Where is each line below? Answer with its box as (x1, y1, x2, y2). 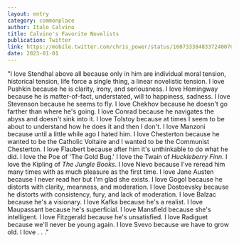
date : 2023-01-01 (7, 50, 59, 57)
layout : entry (7, 10, 50, 18)
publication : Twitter (7, 37, 72, 44)
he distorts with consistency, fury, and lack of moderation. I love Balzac (7, 189, 217, 199)
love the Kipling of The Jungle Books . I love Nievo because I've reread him (7, 160, 225, 168)
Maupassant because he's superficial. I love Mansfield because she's (7, 205, 211, 214)
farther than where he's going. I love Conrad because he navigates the (7, 107, 215, 116)
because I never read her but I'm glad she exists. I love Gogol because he (7, 175, 223, 183)
